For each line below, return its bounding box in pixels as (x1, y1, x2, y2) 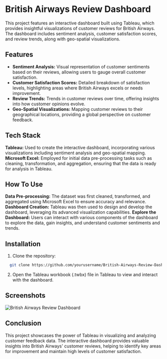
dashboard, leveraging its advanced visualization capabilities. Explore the (5, 209, 157, 215)
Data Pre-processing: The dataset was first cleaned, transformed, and (5, 193, 151, 199)
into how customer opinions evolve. (12, 101, 85, 107)
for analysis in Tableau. (5, 166, 53, 172)
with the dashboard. (12, 277, 54, 283)
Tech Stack (5, 131, 41, 140)
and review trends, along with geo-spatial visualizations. (5, 36, 121, 42)
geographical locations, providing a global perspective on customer (12, 111, 151, 117)
